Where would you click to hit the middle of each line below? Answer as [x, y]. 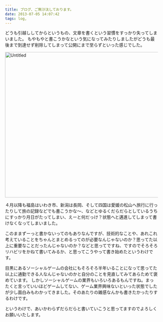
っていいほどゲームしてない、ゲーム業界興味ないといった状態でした [90, 286]
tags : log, [16, 18]
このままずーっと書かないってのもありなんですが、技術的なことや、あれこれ [81, 234]
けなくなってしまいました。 [33, 223]
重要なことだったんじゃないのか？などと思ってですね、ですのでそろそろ [86, 246]
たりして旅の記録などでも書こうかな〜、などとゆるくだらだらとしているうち [81, 211]
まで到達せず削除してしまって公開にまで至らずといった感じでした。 [77, 45]
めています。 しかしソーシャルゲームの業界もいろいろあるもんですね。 [75, 280]
